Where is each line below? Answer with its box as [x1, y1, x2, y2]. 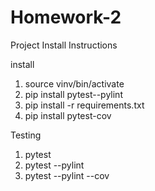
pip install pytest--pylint [24, 88, 123, 100]
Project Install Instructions [10, 39, 118, 51]
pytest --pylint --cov [24, 169, 110, 181]
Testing [10, 129, 42, 141]
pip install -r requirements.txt [24, 99, 145, 111]
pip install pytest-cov [24, 109, 112, 121]
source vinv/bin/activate [24, 77, 125, 90]
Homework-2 [10, 6, 122, 29]
